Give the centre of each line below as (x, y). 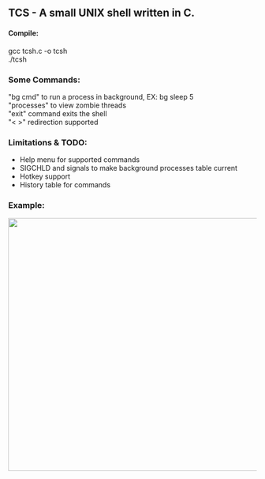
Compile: (24, 33)
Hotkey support (45, 176)
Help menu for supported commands (80, 160)
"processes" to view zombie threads (67, 105)
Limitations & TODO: (48, 142)
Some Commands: (44, 80)
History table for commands (65, 185)
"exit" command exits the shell (58, 113)
